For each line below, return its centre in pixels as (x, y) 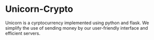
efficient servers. (23, 33)
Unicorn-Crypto (39, 9)
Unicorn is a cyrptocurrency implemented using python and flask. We (77, 23)
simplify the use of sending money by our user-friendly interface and (77, 28)
